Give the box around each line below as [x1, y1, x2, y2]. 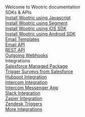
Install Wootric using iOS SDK [5, 25, 67, 31]
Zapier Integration [5, 95, 42, 101]
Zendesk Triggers [5, 101, 42, 107]
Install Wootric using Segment [5, 20, 68, 26]
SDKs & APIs [5, 9, 32, 15]
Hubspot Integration [5, 74, 47, 80]
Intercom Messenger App [5, 85, 59, 91]
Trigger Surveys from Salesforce [5, 68, 73, 74]
